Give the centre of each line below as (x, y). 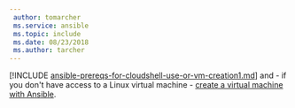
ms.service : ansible (51, 26)
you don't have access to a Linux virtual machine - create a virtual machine (146, 85)
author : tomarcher (47, 17)
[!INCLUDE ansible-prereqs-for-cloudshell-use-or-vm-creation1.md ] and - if (148, 75)
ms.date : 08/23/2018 (51, 42)
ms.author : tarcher (49, 50)
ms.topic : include (47, 34)
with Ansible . (33, 95)
